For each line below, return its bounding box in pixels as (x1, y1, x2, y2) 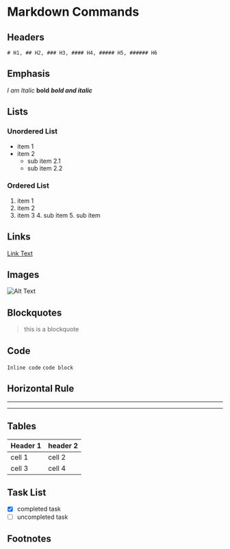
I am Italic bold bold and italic (7, 86, 92, 94)
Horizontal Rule (7, 383, 75, 394)
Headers (7, 31, 44, 43)
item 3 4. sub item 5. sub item (16, 211, 101, 219)
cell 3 (10, 463, 29, 473)
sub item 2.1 (27, 157, 62, 165)
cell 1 (10, 452, 29, 462)
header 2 (47, 441, 79, 450)
